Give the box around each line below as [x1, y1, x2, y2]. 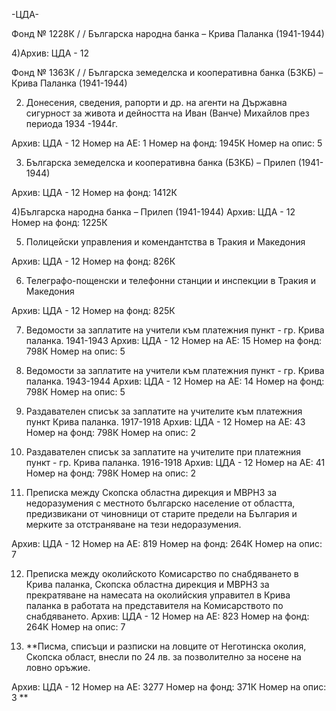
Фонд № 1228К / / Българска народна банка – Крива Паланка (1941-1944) [11, 28, 325, 39]
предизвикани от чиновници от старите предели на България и [25, 508, 298, 519]
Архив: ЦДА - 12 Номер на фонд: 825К [11, 305, 176, 316]
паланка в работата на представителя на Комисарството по [25, 600, 284, 611]
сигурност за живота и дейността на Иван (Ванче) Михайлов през [25, 107, 310, 119]
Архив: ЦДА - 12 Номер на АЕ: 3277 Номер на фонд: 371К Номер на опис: [11, 681, 327, 693]
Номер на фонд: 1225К [11, 217, 108, 228]
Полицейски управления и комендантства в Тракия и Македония [25, 236, 306, 248]
